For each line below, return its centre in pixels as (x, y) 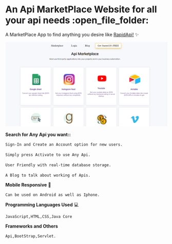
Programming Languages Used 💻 (42, 205)
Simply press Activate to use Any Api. (48, 155)
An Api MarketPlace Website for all (81, 9)
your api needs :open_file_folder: (77, 20)
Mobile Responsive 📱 (28, 185)
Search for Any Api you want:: (38, 134)
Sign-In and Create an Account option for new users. (64, 145)
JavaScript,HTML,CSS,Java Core (39, 216)
